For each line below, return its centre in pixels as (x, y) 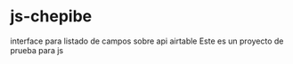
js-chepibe (51, 16)
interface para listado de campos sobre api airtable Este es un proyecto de (147, 41)
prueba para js (37, 50)
